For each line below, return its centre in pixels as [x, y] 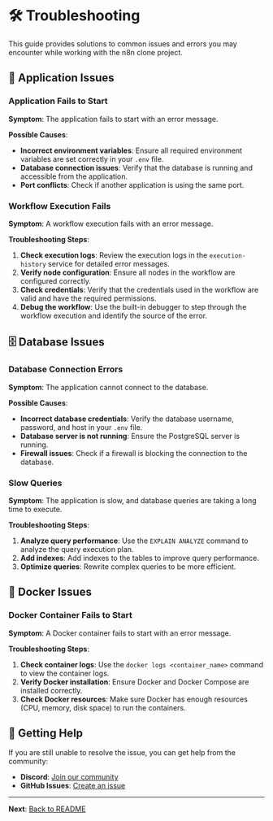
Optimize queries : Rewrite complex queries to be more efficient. [128, 567]
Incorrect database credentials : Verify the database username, [127, 419]
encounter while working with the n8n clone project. [95, 52]
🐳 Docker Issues [50, 592]
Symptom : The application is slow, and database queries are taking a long [133, 500]
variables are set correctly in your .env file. [92, 159]
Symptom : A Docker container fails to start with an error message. [120, 633]
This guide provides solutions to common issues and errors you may [123, 43]
